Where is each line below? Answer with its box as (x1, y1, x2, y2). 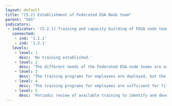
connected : (12, 31, 36, 36)
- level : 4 (14, 78, 38, 84)
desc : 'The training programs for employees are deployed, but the (18, 74, 166, 79)
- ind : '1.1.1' (14, 36, 47, 41)
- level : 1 (14, 50, 38, 55)
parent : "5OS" (5, 17, 36, 22)
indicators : (5, 21, 31, 27)
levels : (12, 45, 29, 50)
